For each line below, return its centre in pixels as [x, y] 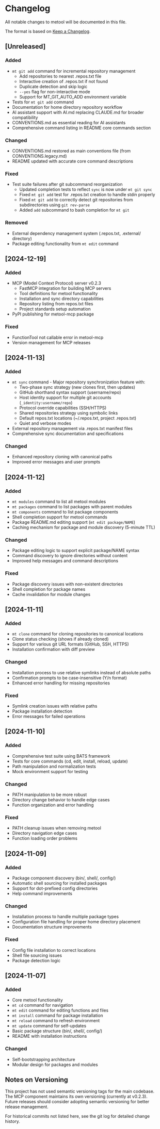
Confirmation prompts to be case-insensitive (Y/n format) [69, 678]
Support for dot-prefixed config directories [55, 888]
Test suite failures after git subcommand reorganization [67, 184]
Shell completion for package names [49, 589]
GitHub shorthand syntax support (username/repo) [70, 392]
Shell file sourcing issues [37, 955]
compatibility [25, 117]
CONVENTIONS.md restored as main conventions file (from [71, 150]
